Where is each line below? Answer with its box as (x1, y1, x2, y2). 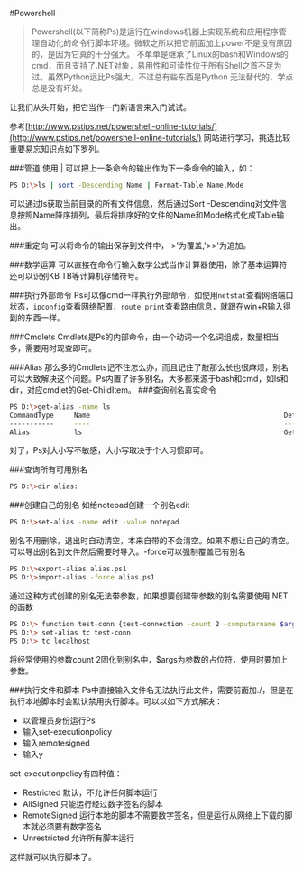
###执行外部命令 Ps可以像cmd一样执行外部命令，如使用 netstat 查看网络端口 (9, 289, 294, 301)
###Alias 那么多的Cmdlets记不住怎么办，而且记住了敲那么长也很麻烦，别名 (9, 361, 289, 373)
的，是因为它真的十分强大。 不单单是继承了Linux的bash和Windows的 (31, 49, 289, 60)
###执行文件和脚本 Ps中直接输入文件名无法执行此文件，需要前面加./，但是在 (9, 684, 294, 695)
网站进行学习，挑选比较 (203, 133, 291, 143)
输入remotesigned (22, 737, 90, 748)
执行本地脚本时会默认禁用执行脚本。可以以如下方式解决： (9, 695, 223, 707)
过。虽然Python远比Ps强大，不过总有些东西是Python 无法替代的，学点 (31, 71, 294, 82)
